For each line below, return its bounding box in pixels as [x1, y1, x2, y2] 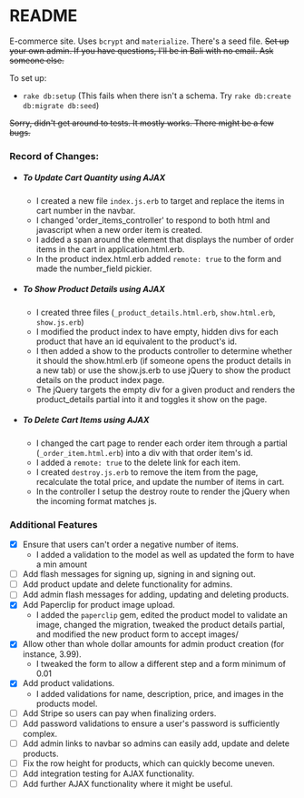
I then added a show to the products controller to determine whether [35, 345, 293, 356]
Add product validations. [22, 678, 115, 689]
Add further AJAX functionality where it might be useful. [22, 778, 233, 789]
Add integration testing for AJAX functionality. [22, 768, 195, 779]
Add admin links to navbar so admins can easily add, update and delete [22, 738, 290, 749]
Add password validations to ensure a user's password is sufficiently [22, 718, 280, 729]
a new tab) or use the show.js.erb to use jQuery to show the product [35, 365, 291, 376]
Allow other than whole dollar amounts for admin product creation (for [22, 639, 284, 650]
